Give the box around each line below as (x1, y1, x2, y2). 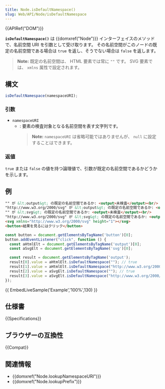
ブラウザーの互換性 (5, 331, 63, 339)
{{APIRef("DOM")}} (5, 25, 44, 31)
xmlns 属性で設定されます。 (27, 64, 82, 70)
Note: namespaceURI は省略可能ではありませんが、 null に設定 (31, 134, 157, 140)
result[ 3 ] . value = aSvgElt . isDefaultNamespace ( (9, 273, 109, 278)
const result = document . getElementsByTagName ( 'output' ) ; (9, 255, 131, 260)
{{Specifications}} (5, 316, 42, 322)
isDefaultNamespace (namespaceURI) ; (5, 93, 78, 98)
